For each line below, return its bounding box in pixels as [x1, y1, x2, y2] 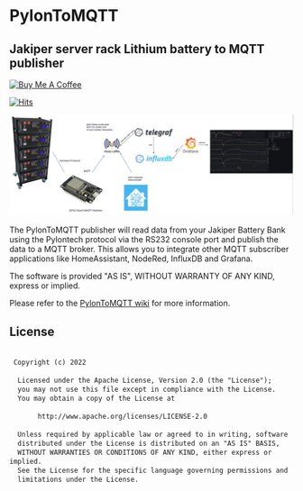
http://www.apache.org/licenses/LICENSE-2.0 [37, 412, 207, 421]
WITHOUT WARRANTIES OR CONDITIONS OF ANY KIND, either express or [17, 448, 272, 457]
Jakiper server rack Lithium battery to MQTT [9, 41, 265, 57]
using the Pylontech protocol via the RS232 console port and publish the [9, 234, 280, 245]
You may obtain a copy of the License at [17, 394, 176, 403]
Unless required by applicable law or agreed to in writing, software [17, 430, 289, 439]
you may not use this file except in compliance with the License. [17, 385, 277, 394]
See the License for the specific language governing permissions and [17, 466, 289, 475]
